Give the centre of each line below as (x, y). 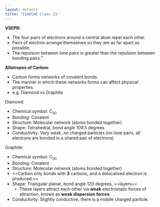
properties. (23, 87)
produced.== (25, 179)
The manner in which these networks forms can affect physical (75, 82)
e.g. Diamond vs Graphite (37, 92)
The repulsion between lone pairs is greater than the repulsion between (83, 53)
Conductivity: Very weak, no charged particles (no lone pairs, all (76, 133)
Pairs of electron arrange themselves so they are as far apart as (76, 42)
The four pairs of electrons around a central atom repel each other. (79, 37)
